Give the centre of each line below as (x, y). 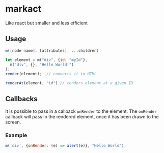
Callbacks (22, 99)
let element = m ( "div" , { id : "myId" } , (46, 60)
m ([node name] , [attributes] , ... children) (52, 51)
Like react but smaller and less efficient (47, 23)
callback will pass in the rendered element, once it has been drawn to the (82, 116)
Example (16, 135)
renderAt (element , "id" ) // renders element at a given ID (69, 83)
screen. (13, 122)
